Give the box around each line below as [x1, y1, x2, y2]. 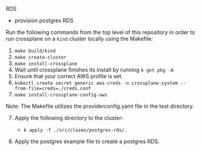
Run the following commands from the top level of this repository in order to [5, 29, 196, 36]
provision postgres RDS [14, 17, 74, 24]
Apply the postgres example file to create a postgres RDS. [14, 138, 160, 145]
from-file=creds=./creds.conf [14, 86, 92, 92]
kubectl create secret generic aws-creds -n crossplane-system [14, 80, 179, 86]
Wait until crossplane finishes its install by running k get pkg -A [14, 66, 174, 73]
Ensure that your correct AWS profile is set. [14, 73, 123, 79]
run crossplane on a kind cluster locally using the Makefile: [5, 35, 153, 42]
